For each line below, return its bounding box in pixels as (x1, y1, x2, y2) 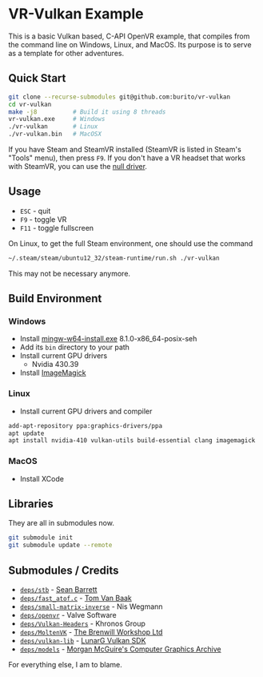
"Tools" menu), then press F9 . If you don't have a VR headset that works (8, 153, 246, 163)
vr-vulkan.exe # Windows (8, 115, 106, 123)
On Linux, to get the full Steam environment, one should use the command (8, 238, 253, 248)
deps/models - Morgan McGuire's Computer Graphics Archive (19, 644, 221, 654)
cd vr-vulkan (8, 100, 52, 108)
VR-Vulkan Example (8, 5, 144, 23)
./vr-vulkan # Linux (8, 123, 98, 131)
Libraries (8, 497, 54, 510)
